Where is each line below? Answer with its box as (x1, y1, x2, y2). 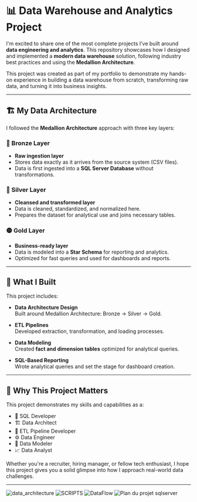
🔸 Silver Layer (6, 186, 46, 194)
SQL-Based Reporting (14, 357, 69, 364)
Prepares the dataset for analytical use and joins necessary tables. (14, 211, 176, 218)
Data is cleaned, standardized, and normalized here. (14, 205, 141, 213)
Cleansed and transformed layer (14, 199, 96, 206)
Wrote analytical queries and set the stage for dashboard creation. (14, 363, 175, 370)
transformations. (14, 171, 55, 178)
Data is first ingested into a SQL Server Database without (14, 165, 154, 172)
